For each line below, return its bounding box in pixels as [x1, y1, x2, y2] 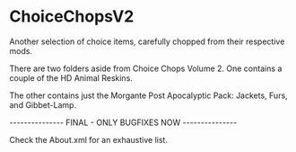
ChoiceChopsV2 [9, 6, 135, 27]
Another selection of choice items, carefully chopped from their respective [9, 36, 285, 47]
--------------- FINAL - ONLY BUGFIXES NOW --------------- [9, 117, 238, 128]
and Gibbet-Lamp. [9, 99, 77, 110]
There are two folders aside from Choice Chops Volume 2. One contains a [9, 63, 283, 74]
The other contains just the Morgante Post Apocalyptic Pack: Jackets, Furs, [9, 90, 289, 101]
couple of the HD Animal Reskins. [9, 72, 133, 83]
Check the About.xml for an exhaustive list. [9, 134, 169, 145]
